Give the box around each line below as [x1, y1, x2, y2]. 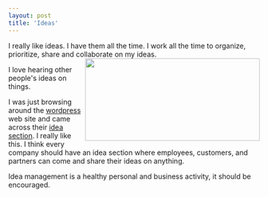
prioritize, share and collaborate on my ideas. [8, 49, 157, 59]
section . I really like [8, 130, 72, 140]
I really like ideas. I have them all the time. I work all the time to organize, [8, 41, 246, 50]
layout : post [8, 11, 52, 20]
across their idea [8, 122, 64, 132]
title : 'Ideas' [8, 19, 59, 27]
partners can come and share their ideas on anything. [8, 156, 185, 165]
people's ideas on [8, 73, 67, 83]
